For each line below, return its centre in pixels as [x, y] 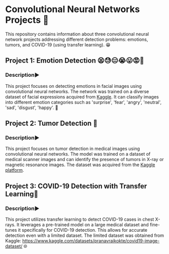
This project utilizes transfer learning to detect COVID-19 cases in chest [80, 219]
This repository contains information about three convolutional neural [77, 34]
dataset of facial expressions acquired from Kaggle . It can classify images [82, 96]
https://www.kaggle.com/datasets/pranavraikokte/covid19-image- [91, 241]
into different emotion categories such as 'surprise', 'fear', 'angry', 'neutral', [83, 102]
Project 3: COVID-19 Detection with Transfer [76, 186]
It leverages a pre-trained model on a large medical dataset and [83, 225]
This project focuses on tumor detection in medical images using [73, 149]
